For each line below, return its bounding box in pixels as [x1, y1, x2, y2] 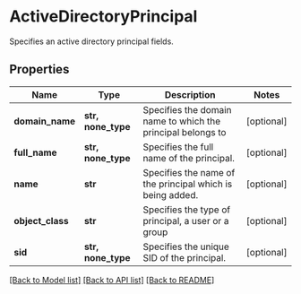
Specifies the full [142, 141, 214, 153]
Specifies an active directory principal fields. [9, 36, 175, 47]
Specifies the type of [142, 203, 231, 216]
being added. [142, 188, 199, 201]
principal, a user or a [142, 214, 229, 227]
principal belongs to [142, 125, 227, 138]
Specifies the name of [142, 166, 236, 178]
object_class [13, 214, 69, 227]
